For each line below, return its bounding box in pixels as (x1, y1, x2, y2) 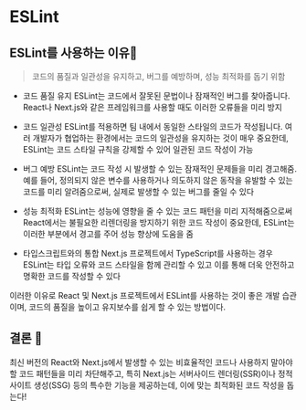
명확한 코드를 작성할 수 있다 (22, 271, 121, 281)
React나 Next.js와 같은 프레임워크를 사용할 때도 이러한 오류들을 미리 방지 (22, 102, 283, 112)
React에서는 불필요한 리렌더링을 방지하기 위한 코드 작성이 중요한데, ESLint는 (22, 217, 295, 227)
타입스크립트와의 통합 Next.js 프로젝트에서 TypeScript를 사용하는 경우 (22, 248, 274, 258)
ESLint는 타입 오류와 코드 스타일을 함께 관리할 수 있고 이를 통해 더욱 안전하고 (22, 259, 295, 270)
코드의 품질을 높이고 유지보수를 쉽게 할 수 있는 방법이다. (28, 301, 227, 312)
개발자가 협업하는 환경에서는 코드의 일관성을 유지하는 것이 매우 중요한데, (32, 132, 290, 143)
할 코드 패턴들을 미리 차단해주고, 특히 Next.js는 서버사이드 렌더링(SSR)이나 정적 (9, 368, 293, 379)
